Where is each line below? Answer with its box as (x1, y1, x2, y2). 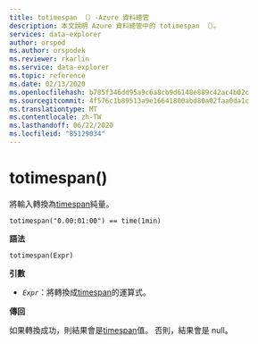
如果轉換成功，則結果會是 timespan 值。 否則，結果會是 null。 (9, 324, 233, 335)
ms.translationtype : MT (9, 105, 98, 113)
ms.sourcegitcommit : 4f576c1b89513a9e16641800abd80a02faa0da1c (9, 96, 250, 105)
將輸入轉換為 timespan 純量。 (9, 198, 114, 209)
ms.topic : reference (9, 71, 87, 80)
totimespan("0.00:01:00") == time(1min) (9, 216, 162, 225)
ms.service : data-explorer (9, 63, 110, 72)
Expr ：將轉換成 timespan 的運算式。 (21, 287, 152, 298)
